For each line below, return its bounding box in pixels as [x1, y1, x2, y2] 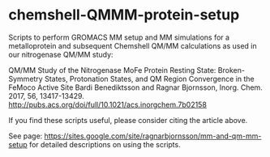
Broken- [217, 65, 246, 74]
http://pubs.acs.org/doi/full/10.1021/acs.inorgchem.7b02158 [8, 100, 207, 109]
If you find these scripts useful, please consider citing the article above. [8, 115, 248, 125]
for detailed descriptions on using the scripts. [28, 139, 181, 149]
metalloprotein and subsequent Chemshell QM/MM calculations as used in [8, 40, 257, 50]
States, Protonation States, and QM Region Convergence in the [44, 74, 255, 83]
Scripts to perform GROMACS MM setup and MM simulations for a [8, 32, 229, 42]
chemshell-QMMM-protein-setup [8, 6, 240, 24]
